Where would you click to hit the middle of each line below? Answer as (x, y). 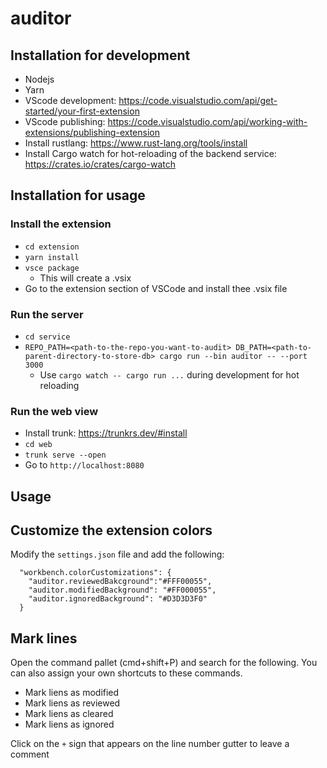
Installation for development (100, 55)
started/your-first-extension (82, 111)
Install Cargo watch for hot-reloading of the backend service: (150, 153)
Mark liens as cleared (69, 714)
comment (30, 754)
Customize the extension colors (111, 530)
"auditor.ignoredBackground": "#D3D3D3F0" (118, 599)
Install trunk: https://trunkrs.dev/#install (106, 433)
